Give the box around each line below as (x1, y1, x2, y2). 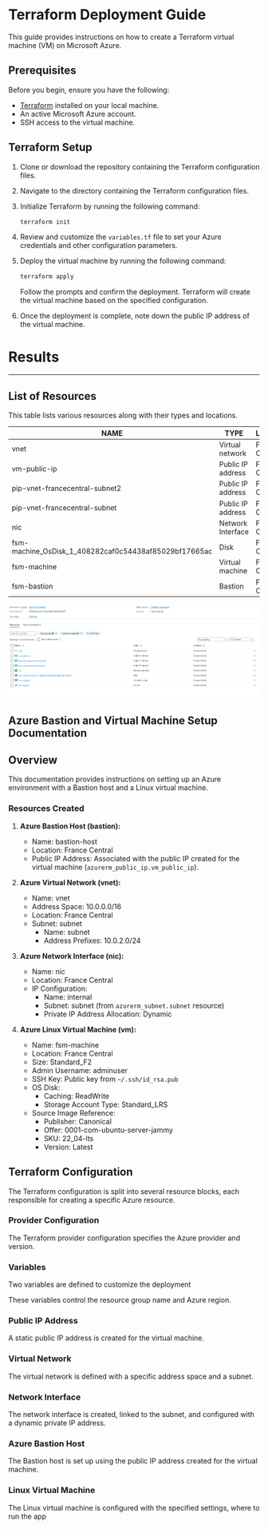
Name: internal (43, 992, 93, 1001)
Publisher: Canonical (43, 1116, 112, 1126)
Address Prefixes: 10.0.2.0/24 (43, 936, 141, 945)
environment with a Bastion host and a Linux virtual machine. (8, 783, 209, 792)
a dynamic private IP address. (8, 1418, 106, 1428)
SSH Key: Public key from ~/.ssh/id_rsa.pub (31, 1074, 179, 1084)
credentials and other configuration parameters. (19, 241, 178, 250)
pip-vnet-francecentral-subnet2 (11, 483, 122, 493)
